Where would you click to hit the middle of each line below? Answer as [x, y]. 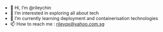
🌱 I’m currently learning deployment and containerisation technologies [84, 18]
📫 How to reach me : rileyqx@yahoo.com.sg [57, 24]
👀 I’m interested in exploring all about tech [54, 13]
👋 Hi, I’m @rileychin [31, 8]
